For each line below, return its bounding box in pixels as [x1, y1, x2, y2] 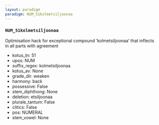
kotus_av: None [12, 68, 44, 74]
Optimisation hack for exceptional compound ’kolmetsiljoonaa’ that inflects [5, 38, 155, 43]
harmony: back [12, 78, 43, 84]
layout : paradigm [5, 7, 40, 12]
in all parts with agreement [5, 42, 58, 49]
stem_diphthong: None [12, 88, 58, 94]
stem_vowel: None [12, 114, 49, 120]
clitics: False [12, 104, 37, 110]
